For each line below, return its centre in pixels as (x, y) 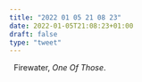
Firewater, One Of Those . (59, 68)
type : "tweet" (36, 42)
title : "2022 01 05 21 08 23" (66, 17)
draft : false (33, 34)
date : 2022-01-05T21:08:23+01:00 (71, 26)
